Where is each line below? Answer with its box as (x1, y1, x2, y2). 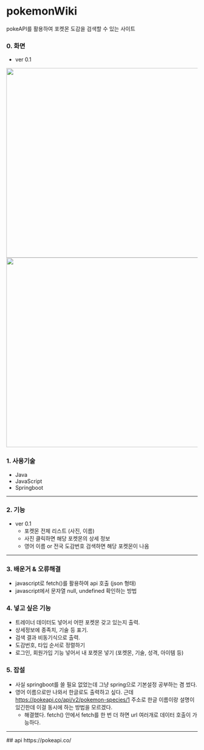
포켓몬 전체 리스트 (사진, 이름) (24, 527, 95, 535)
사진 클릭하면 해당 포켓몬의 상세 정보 (24, 535, 110, 542)
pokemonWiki (6, 4, 78, 18)
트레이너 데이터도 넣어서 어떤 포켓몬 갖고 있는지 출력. (15, 619, 140, 626)
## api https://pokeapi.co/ (6, 736, 72, 744)
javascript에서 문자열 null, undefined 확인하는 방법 (15, 587, 137, 595)
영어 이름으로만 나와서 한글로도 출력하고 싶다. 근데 (15, 688, 134, 695)
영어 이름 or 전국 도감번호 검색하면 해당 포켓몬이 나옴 (24, 542, 150, 550)
